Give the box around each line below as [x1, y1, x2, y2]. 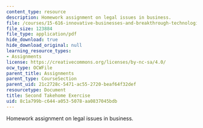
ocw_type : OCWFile [6, 64, 53, 71]
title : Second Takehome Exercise [6, 93, 91, 99]
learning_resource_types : [6, 48, 71, 54]
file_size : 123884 [6, 25, 53, 32]
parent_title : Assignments [6, 70, 74, 76]
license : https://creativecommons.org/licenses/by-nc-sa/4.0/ [6, 59, 166, 65]
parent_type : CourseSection [6, 76, 77, 82]
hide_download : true [6, 37, 59, 43]
